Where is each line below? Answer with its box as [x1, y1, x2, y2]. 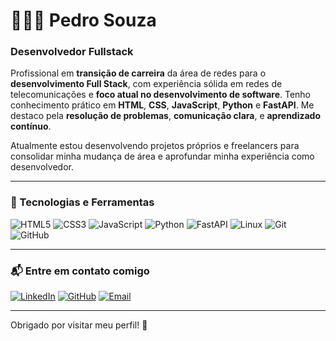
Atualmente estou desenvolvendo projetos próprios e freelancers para [10, 140, 300, 152]
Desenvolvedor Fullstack [10, 45, 134, 59]
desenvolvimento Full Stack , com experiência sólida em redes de [10, 78, 283, 90]
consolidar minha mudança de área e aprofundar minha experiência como [10, 150, 315, 163]
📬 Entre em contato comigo [10, 264, 150, 278]
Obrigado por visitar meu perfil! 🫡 [10, 319, 148, 331]
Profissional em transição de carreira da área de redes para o [10, 67, 267, 79]
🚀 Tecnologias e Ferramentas [10, 195, 155, 209]
